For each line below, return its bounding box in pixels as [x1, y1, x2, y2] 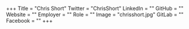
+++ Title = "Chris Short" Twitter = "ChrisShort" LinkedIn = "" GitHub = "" [6, 5, 184, 12]
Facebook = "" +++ [6, 17, 53, 24]
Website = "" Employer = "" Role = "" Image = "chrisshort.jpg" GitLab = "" [6, 11, 184, 18]
